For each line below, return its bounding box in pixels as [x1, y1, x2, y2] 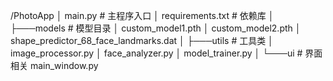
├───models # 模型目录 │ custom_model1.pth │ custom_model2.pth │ [10, 22, 302, 34]
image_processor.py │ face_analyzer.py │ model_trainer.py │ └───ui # [10, 47, 303, 59]
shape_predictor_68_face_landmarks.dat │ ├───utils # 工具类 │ [10, 35, 274, 46]
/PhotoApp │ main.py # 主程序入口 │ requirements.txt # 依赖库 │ [10, 10, 275, 21]
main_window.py [29, 60, 99, 71]
